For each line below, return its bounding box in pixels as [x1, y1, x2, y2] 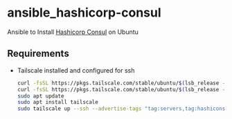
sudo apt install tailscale [17, 99, 98, 106]
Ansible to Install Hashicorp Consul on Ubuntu [7, 28, 139, 36]
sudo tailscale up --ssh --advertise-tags [17, 105, 142, 112]
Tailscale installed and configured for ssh [17, 66, 135, 74]
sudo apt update [17, 92, 64, 100]
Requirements [7, 48, 69, 59]
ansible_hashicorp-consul [7, 5, 161, 21]
